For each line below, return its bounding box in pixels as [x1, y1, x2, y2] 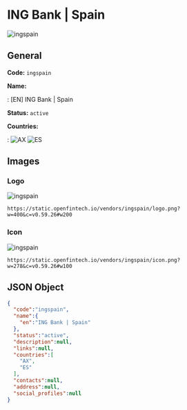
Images [7, 156, 40, 168]
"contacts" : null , [13, 377, 63, 384]
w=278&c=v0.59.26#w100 [7, 262, 72, 269]
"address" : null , [13, 383, 60, 391]
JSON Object [7, 281, 64, 294]
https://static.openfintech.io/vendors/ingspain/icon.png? [7, 256, 181, 263]
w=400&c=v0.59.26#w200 [7, 211, 72, 218]
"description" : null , [13, 338, 72, 346]
